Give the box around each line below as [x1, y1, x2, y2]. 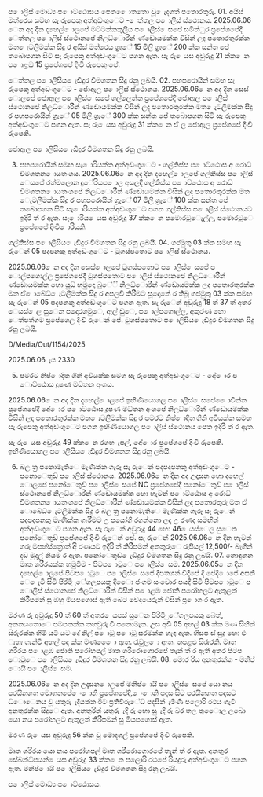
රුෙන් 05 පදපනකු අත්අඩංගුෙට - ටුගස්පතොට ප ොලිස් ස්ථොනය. [8, 247, 210, 255]
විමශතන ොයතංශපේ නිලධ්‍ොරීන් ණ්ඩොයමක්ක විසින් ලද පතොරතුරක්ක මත [19, 186, 250, 196]
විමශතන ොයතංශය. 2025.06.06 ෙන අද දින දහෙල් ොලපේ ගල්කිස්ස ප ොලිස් [19, 169, 254, 178]
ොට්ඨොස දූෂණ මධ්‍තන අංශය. [19, 380, 115, 388]
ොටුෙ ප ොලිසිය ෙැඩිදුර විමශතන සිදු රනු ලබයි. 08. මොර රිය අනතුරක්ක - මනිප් [8, 655, 255, 663]
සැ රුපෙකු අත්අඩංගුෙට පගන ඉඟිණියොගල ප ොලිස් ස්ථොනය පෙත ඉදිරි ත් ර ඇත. [8, 422, 255, 431]
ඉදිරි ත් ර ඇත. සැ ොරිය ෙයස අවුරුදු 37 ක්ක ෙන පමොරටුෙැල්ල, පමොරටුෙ [19, 213, 254, 222]
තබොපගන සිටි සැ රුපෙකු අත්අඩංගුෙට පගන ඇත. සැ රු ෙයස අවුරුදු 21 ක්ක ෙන [8, 51, 250, 60]
